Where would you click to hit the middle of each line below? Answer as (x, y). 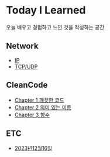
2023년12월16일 (33, 148)
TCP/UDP (26, 66)
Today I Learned (46, 10)
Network (23, 46)
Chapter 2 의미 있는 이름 (43, 107)
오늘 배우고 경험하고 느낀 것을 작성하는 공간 (55, 27)
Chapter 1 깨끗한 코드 (39, 100)
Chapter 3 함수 (32, 115)
